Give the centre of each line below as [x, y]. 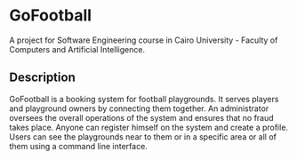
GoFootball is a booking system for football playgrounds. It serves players [144, 99]
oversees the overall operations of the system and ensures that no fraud [141, 117]
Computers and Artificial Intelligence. [77, 49]
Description [42, 78]
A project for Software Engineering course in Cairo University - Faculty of [144, 40]
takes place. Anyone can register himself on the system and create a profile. [149, 127]
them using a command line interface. [79, 146]
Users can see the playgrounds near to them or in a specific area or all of [143, 136]
